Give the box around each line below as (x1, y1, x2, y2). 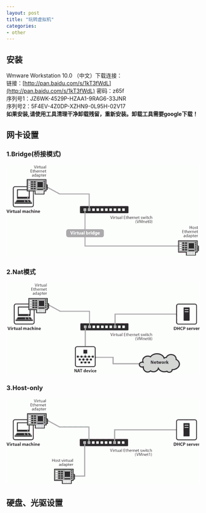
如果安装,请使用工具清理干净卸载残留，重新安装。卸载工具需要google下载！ (6, 111, 198, 118)
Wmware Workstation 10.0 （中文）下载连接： (6, 72, 123, 79)
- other (6, 29, 26, 36)
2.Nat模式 (6, 267, 36, 276)
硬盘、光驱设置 (6, 498, 63, 508)
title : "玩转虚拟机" (6, 16, 54, 23)
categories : (6, 23, 37, 29)
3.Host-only (6, 384, 44, 393)
